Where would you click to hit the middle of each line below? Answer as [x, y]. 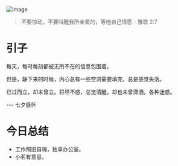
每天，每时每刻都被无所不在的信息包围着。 [59, 66]
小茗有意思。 [31, 156]
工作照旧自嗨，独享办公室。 [49, 149]
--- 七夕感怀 [21, 104]
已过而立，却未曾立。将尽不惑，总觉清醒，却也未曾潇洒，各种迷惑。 [91, 92]
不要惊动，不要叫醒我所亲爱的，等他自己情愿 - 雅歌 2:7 [89, 22]
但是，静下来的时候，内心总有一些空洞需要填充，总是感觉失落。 [85, 79]
